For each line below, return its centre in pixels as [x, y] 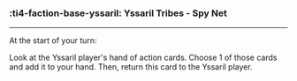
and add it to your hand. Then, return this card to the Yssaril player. [131, 67]
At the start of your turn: [53, 40]
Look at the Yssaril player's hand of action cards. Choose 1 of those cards [143, 58]
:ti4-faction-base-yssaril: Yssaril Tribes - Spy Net [118, 13]
